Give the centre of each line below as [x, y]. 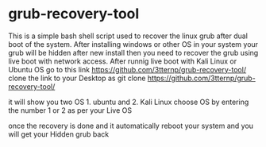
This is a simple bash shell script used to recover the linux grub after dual [128, 36]
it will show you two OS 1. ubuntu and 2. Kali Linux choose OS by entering [129, 102]
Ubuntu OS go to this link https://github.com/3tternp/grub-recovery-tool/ [127, 69]
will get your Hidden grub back [59, 134]
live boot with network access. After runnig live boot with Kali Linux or [122, 61]
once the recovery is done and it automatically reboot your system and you [131, 126]
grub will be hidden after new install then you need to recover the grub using [133, 52]
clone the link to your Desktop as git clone [77, 78]
